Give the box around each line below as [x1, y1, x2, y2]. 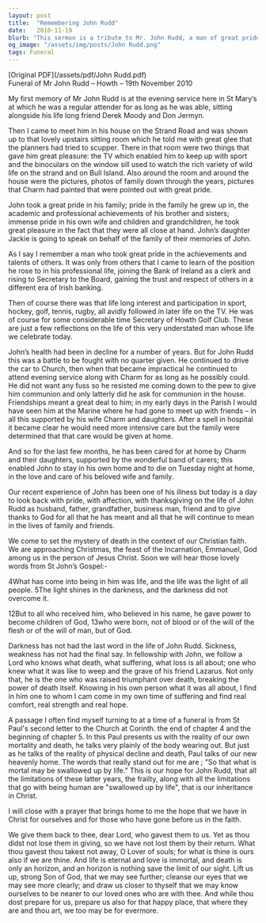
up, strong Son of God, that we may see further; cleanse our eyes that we [8, 872, 248, 881]
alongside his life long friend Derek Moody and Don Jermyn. [8, 111, 205, 120]
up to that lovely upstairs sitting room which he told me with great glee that [8, 135, 253, 143]
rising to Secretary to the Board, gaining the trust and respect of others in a [8, 275, 253, 283]
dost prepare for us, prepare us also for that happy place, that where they [8, 898, 248, 906]
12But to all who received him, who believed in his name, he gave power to [8, 609, 251, 618]
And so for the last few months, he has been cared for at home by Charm [8, 446, 247, 456]
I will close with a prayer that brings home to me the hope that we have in [8, 807, 247, 815]
